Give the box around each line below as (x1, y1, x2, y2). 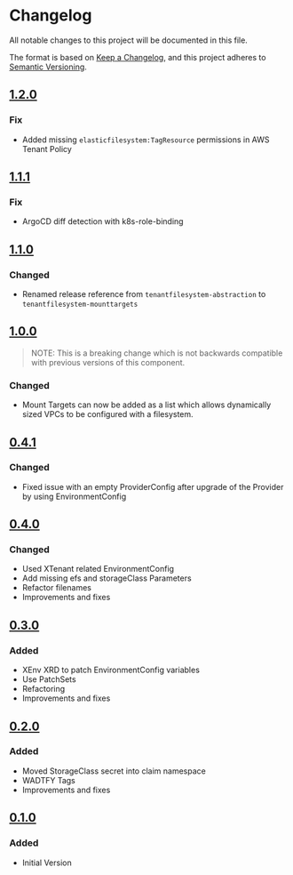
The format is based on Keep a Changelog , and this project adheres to (9, 52, 266, 62)
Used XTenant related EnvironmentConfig (21, 564, 175, 574)
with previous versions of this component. (30, 357, 186, 367)
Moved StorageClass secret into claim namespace (21, 766, 206, 776)
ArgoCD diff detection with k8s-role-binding (21, 216, 184, 227)
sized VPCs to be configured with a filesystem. (21, 409, 194, 420)
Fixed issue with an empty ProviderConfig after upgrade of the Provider (21, 481, 284, 492)
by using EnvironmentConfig (21, 491, 127, 502)
